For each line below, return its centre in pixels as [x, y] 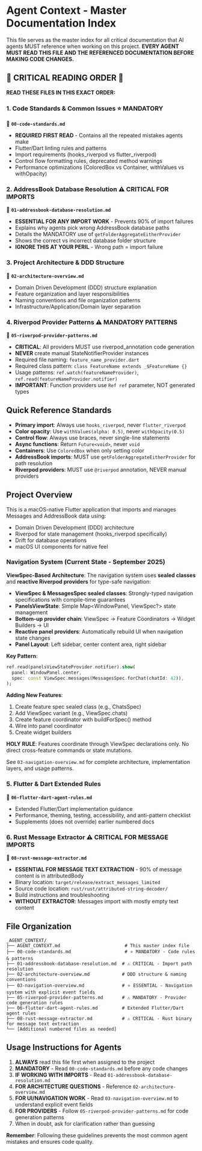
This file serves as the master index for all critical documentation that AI [95, 40]
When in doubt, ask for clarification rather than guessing [85, 1123]
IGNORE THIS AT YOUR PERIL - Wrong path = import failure [89, 247]
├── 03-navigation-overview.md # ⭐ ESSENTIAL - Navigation [99, 985]
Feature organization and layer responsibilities [72, 294]
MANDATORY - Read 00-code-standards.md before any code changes [101, 1068]
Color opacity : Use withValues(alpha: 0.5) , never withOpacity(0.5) [100, 431]
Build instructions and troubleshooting [62, 895]
